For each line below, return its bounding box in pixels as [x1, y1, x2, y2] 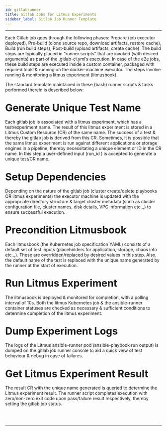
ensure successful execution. [5, 209, 66, 215]
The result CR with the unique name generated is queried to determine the [5, 385, 158, 391]
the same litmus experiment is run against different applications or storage [5, 140, 158, 146]
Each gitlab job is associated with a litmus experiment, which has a [5, 119, 142, 125]
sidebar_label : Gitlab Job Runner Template [5, 16, 97, 21]
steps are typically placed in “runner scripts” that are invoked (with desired [5, 51, 159, 57]
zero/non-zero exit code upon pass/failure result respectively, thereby [5, 396, 149, 402]
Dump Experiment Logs [5, 325, 118, 338]
